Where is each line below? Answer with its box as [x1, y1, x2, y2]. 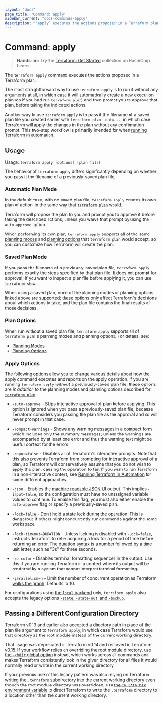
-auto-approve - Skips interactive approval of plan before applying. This [12, 401, 155, 407]
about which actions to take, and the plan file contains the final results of [5, 300, 150, 306]
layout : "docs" [5, 7, 36, 12]
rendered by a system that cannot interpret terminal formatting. [12, 566, 139, 572]
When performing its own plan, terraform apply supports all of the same [5, 231, 150, 237]
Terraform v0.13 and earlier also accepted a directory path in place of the [5, 622, 151, 628]
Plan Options [5, 317, 36, 324]
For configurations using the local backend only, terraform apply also [5, 590, 146, 596]
